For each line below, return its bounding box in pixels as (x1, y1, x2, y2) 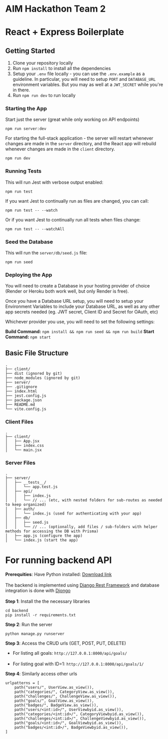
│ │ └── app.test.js (5, 484, 58, 489)
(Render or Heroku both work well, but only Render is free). (5, 288, 129, 295)
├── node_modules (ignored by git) (5, 375, 81, 381)
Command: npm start (5, 334, 51, 340)
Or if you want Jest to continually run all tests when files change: (5, 216, 141, 222)
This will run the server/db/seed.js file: (5, 250, 88, 256)
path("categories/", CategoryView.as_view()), (14, 689, 115, 694)
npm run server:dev (5, 126, 47, 132)
